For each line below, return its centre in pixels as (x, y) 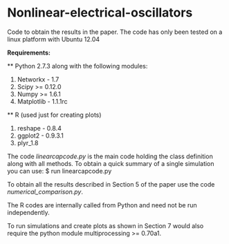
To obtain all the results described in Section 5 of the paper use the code (111, 184)
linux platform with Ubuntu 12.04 (54, 39)
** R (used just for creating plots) (54, 115)
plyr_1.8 (28, 142)
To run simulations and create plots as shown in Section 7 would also (106, 225)
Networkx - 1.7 (38, 79)
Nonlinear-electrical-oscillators (100, 13)
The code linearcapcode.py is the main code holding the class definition (110, 156)
